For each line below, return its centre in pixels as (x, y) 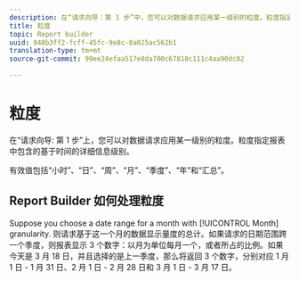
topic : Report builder (51, 34)
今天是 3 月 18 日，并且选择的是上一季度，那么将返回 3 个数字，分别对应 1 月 (149, 256)
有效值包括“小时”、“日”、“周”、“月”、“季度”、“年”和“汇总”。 (119, 169)
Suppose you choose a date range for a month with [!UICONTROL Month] (144, 223)
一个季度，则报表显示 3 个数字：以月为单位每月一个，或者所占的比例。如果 (146, 244)
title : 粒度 (30, 26)
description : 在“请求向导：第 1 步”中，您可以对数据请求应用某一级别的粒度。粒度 (145, 17)
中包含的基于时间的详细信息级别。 (72, 151)
